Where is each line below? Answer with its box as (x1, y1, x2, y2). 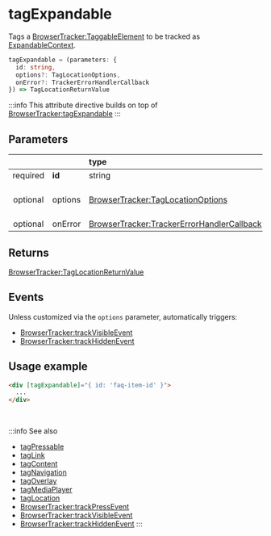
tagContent (19, 459, 58, 469)
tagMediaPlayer (19, 485, 73, 495)
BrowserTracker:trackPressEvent (19, 502, 130, 512)
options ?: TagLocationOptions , (15, 70, 121, 79)
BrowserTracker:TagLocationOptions (88, 195, 228, 206)
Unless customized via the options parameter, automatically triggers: (8, 312, 238, 321)
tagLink (19, 450, 46, 460)
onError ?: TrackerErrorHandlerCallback (15, 78, 150, 86)
